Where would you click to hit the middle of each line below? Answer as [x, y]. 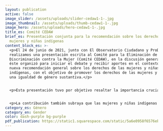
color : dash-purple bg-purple [36, 117]
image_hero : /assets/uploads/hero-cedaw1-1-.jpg [55, 28]
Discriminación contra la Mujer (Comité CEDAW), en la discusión [77, 59]
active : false [19, 14]
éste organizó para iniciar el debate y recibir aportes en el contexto [84, 64]
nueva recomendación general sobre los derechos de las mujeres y [78, 68]
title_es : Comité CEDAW [29, 32]
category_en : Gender [26, 112]
